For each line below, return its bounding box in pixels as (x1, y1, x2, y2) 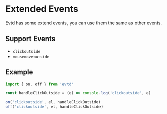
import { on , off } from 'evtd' (5, 82, 74, 87)
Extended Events (5, 3, 79, 15)
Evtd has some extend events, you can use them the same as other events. (5, 20, 162, 26)
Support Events (5, 34, 56, 43)
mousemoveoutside (12, 54, 50, 59)
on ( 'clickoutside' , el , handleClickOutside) (5, 100, 101, 105)
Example (5, 68, 34, 77)
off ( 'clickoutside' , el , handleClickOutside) (5, 104, 103, 109)
